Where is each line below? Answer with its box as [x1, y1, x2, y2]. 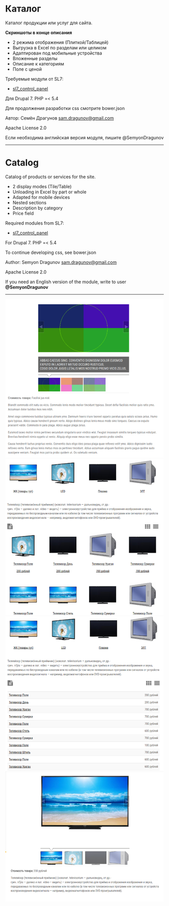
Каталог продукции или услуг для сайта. [5, 20, 93, 26]
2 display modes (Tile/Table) [12, 183, 72, 189]
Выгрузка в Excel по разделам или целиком [12, 44, 107, 50]
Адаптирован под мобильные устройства [12, 50, 102, 56]
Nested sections [12, 199, 47, 205]
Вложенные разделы [12, 55, 58, 61]
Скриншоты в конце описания [5, 29, 72, 35]
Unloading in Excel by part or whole [12, 189, 87, 195]
